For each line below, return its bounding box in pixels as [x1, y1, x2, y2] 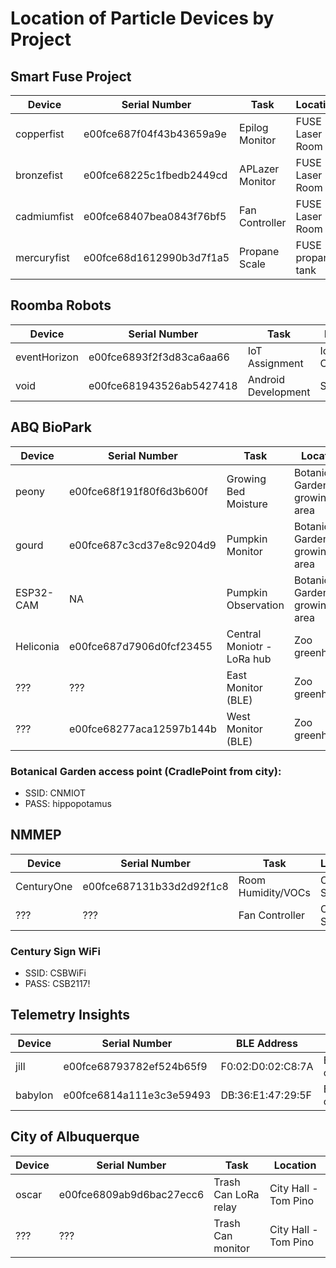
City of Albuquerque [10, 1128, 140, 1146]
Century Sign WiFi [10, 944, 101, 958]
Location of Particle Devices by [10, 7, 275, 30]
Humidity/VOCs [238, 885, 311, 899]
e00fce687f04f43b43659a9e [83, 127, 227, 141]
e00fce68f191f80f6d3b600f [69, 484, 208, 498]
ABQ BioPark [10, 419, 92, 436]
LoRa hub [226, 652, 272, 666]
